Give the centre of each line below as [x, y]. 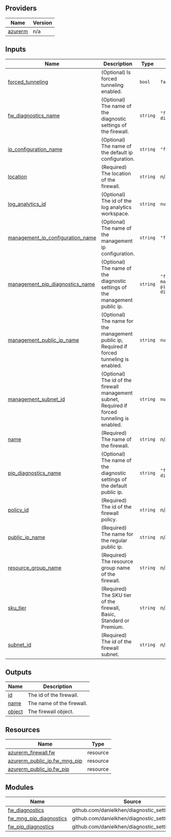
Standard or [115, 620]
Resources [23, 730]
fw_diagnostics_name [34, 116]
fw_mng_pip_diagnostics [37, 819]
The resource [117, 561]
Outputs [19, 672]
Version [42, 22]
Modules [20, 787]
